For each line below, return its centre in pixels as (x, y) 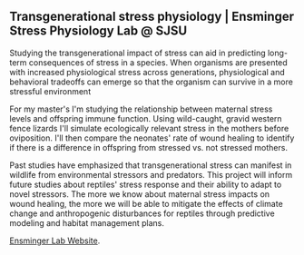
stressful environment (50, 91)
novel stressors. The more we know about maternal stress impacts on (140, 194)
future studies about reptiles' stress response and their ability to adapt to (146, 184)
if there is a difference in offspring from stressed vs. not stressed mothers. (149, 147)
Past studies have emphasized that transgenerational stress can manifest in (151, 165)
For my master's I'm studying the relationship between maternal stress (141, 109)
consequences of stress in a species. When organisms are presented (158, 62)
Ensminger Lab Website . (55, 240)
